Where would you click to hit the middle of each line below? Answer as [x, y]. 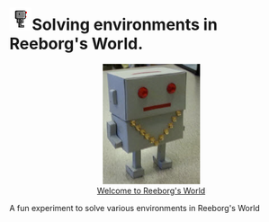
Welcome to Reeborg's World [151, 191]
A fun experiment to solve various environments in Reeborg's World [135, 208]
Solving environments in [125, 25]
